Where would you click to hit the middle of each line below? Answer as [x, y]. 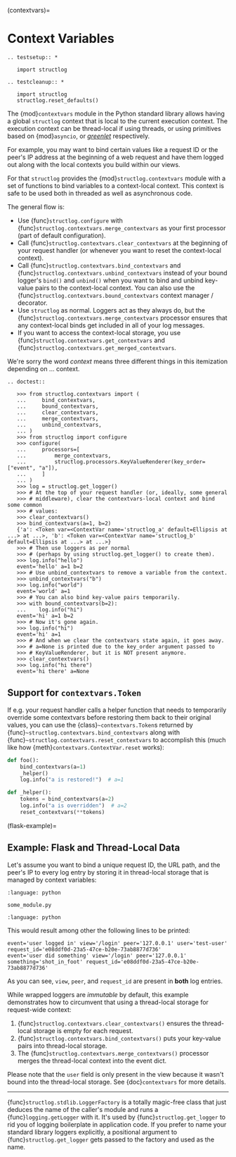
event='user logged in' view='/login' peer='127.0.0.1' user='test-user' [118, 943]
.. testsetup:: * [33, 57]
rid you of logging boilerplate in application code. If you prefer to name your [117, 1124]
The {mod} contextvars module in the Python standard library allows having [116, 113]
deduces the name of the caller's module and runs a [83, 1109]
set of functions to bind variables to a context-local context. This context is [116, 185]
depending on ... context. [44, 368]
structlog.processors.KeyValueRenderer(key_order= [130, 462]
